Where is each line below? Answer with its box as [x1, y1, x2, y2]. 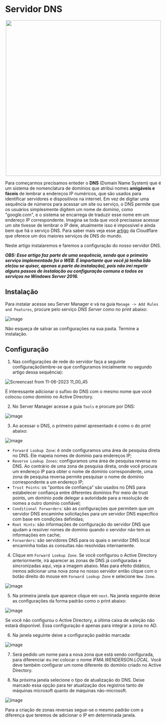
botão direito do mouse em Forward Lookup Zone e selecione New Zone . [12, 573, 156, 579]
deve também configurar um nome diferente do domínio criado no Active [12, 662, 162, 668]
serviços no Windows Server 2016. [5, 273, 79, 279]
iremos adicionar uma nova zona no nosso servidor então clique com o [12, 568, 158, 574]
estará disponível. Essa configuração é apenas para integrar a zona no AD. [5, 622, 158, 628]
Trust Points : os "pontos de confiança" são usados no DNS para [12, 484, 146, 490]
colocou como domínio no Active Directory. [5, 393, 94, 399]
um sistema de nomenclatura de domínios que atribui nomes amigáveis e [5, 185, 155, 191]
